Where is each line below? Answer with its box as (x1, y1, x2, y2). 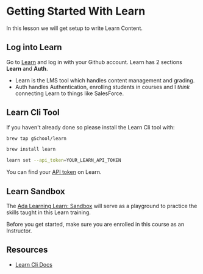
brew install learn (6, 146, 56, 153)
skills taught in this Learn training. (6, 209, 91, 216)
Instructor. (6, 227, 32, 234)
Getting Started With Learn (6, 4, 146, 18)
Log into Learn (6, 42, 62, 52)
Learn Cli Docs (15, 261, 53, 268)
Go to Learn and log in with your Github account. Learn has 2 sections (6, 58, 183, 65)
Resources (6, 245, 48, 255)
